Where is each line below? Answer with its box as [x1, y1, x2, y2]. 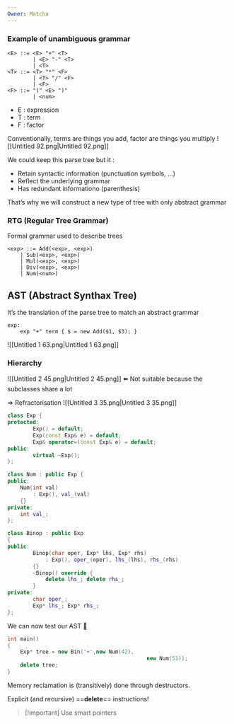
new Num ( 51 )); [146, 655, 189, 662]
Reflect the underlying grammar [17, 176, 111, 185]
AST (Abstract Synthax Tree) [7, 289, 137, 301]
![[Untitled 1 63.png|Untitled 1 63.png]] [7, 340, 119, 349]
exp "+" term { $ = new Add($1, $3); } [20, 328, 138, 335]
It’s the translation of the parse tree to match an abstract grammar [7, 309, 199, 317]
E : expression [17, 105, 59, 114]
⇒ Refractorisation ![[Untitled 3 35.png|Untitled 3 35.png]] [7, 398, 177, 407]
